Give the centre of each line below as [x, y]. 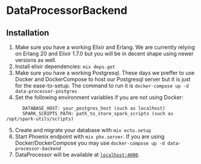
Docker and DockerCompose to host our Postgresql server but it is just [103, 79]
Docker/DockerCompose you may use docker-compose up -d [90, 143]
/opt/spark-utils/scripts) [40, 119]
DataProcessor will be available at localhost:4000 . [77, 155]
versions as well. [36, 60]
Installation [28, 33]
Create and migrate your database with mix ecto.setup [83, 130]
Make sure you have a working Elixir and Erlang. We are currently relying [105, 47]
